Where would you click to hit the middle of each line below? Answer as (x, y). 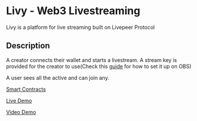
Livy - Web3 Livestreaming (73, 11)
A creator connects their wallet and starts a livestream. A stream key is (92, 60)
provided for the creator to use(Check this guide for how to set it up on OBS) (99, 66)
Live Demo (19, 100)
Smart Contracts (26, 89)
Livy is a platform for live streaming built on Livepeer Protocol (81, 27)
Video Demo (21, 112)
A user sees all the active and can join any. (58, 77)
